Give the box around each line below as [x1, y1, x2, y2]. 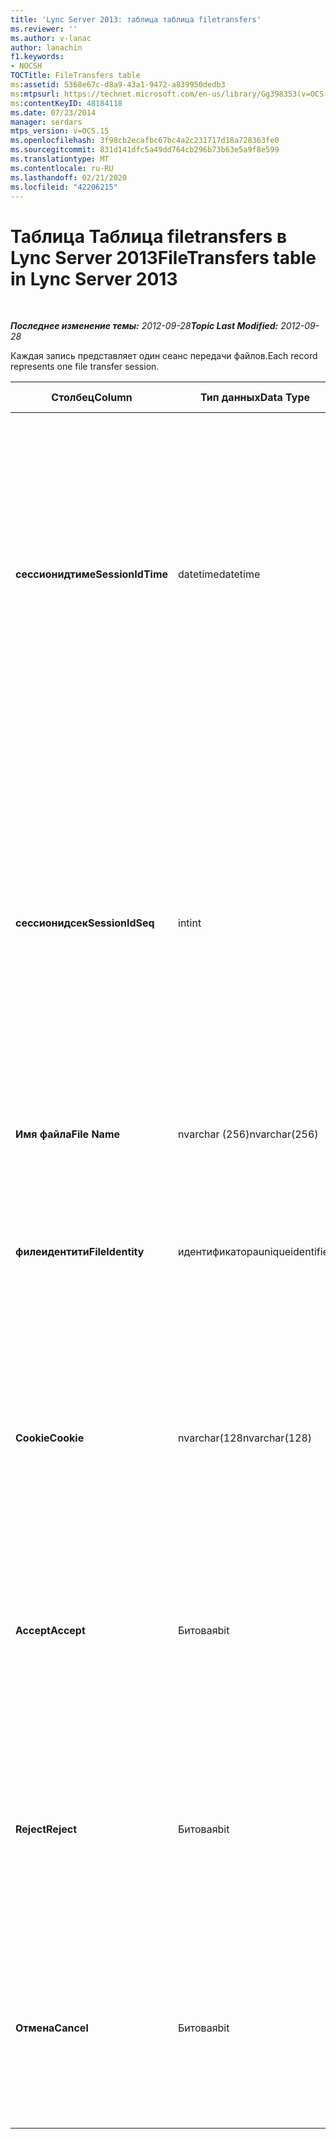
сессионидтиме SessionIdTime [15, 567, 169, 581]
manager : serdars [10, 117, 83, 127]
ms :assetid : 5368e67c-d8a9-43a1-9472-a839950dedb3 [10, 80, 226, 90]
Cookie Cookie [15, 1431, 85, 1445]
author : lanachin [10, 42, 83, 53]
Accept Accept [15, 1624, 86, 1638]
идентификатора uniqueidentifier [178, 1245, 333, 1259]
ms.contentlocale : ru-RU [10, 163, 114, 173]
